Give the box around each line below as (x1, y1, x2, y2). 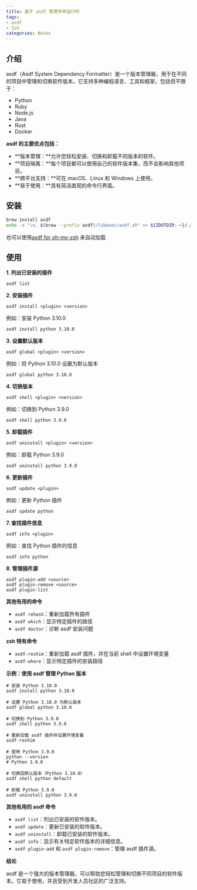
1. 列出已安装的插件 (6, 269, 53, 276)
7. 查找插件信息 (6, 519, 42, 526)
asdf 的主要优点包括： (6, 140, 60, 147)
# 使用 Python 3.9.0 (6, 749, 55, 755)
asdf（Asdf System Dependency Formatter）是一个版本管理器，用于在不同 (6, 70, 187, 77)
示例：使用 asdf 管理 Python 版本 (6, 670, 87, 677)
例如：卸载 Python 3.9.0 (6, 451, 64, 458)
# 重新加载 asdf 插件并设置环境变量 (6, 733, 84, 738)
